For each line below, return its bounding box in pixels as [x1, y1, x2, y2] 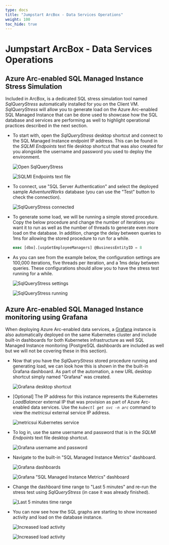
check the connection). [12, 194, 61, 200]
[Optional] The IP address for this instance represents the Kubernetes [12, 393, 158, 399]
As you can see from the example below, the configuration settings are [12, 255, 160, 261]
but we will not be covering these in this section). [5, 348, 108, 354]
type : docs [5, 7, 28, 13]
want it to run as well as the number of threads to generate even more [12, 225, 158, 231]
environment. [12, 154, 40, 160]
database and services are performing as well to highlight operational [5, 117, 150, 123]
